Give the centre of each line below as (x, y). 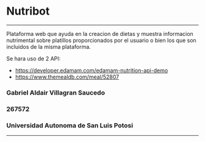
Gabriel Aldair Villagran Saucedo (56, 93)
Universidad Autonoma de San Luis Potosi (70, 125)
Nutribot (28, 11)
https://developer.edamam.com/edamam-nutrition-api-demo (92, 70)
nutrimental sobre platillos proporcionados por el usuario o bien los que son (101, 40)
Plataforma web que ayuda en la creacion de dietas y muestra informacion (100, 34)
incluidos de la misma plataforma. (49, 46)
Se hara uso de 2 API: (34, 59)
